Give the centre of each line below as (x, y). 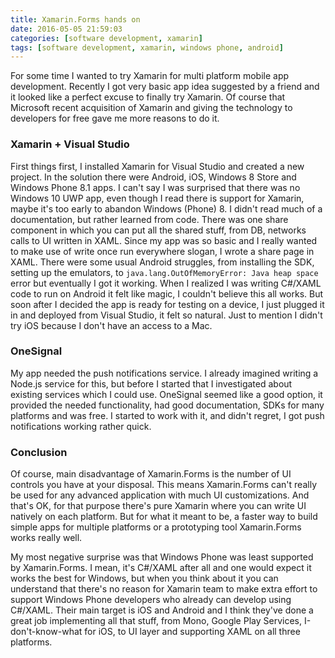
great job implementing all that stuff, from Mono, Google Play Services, (156, 621)
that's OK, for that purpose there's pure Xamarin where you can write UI (158, 506)
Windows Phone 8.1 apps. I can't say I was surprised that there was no (155, 187)
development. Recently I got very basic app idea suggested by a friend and (165, 87)
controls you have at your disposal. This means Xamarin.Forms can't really (163, 485)
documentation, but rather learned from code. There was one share (149, 219)
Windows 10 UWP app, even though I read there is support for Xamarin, (157, 198)
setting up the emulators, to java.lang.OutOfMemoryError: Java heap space (164, 272)
